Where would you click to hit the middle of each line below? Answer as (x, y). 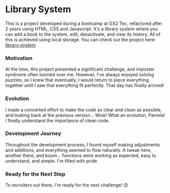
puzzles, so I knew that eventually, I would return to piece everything (77, 80)
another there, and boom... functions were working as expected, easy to (81, 155)
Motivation (19, 58)
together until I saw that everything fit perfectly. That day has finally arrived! (85, 85)
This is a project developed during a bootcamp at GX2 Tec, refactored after (84, 23)
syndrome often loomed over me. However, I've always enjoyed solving (80, 75)
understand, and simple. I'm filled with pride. (52, 160)
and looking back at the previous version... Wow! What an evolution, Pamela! (85, 115)
